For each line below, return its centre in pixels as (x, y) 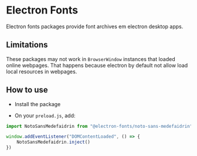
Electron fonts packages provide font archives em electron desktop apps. (95, 26)
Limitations (27, 45)
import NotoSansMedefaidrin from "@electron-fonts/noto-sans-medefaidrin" (99, 126)
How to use (27, 90)
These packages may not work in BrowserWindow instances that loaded (91, 59)
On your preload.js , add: (45, 116)
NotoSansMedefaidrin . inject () (54, 142)
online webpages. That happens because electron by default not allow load (97, 65)
